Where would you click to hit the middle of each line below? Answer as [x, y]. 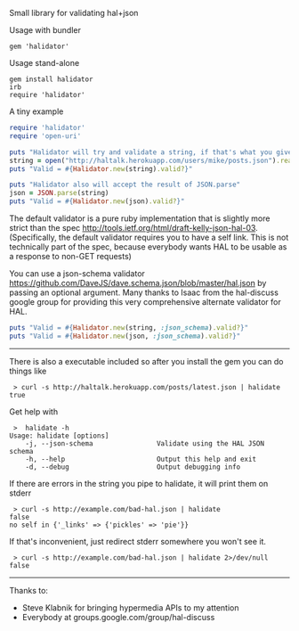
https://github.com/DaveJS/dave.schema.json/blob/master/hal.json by [138, 283]
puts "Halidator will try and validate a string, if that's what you [141, 152]
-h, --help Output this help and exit [141, 459]
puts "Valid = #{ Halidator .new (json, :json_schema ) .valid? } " [125, 336]
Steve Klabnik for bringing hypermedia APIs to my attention [130, 607]
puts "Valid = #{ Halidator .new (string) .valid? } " [101, 168]
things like [28, 371]
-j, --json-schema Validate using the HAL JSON [145, 443]
